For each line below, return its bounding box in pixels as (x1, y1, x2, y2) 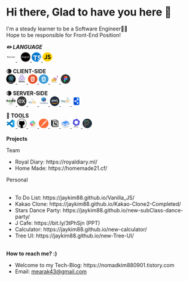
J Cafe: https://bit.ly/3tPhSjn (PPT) (14, 220, 100, 227)
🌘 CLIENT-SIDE (6, 68, 47, 75)
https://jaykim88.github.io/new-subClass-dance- (62, 207, 184, 214)
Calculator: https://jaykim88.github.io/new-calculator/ (14, 226, 147, 233)
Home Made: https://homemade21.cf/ (14, 165, 108, 172)
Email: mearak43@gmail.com (14, 268, 87, 275)
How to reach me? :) (6, 250, 57, 257)
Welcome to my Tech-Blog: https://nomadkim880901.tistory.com (14, 262, 175, 269)
